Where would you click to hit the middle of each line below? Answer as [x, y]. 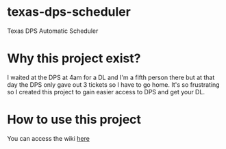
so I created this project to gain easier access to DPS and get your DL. [106, 92]
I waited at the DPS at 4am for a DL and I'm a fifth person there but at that [111, 77]
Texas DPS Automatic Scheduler [53, 31]
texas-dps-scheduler [69, 12]
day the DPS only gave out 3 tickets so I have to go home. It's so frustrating [114, 84]
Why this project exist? [74, 58]
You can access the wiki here [49, 138]
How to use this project [74, 120]
